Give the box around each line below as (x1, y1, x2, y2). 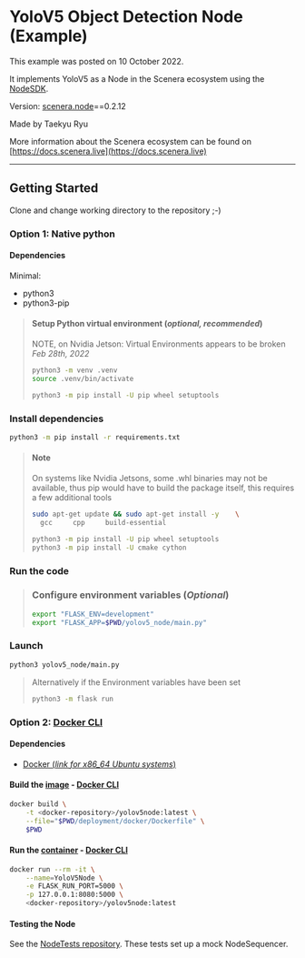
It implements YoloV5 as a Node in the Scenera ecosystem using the (9, 73, 265, 84)
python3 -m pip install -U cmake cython (31, 543, 187, 552)
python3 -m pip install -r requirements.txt (9, 433, 181, 442)
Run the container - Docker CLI (9, 844, 129, 856)
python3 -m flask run (31, 694, 114, 703)
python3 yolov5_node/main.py (9, 660, 120, 670)
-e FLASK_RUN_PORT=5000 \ (25, 882, 124, 891)
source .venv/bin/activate (31, 374, 134, 383)
